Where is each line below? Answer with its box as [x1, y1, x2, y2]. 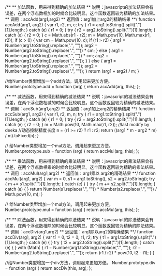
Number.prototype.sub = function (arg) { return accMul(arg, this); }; [5, 148, 139, 154]
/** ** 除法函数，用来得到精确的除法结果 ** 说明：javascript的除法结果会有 [5, 217, 154, 222]
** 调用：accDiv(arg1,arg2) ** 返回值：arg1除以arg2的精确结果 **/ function [5, 229, 154, 234]
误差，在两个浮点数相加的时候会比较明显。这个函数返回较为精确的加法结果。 [5, 10, 158, 16]
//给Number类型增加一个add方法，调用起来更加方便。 [5, 78, 113, 84]
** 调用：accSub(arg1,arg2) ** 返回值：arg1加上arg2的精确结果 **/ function [5, 106, 155, 112]
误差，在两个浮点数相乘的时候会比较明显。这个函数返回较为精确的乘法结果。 [5, 164, 158, 170]
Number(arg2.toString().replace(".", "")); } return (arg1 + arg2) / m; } [5, 68, 139, 74]
